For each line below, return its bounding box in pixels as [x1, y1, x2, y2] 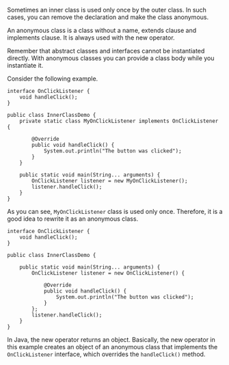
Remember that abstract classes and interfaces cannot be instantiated [7, 47, 205, 55]
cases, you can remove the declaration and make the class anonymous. [7, 13, 209, 21]
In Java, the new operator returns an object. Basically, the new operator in [7, 336, 215, 344]
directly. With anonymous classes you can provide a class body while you [7, 54, 215, 62]
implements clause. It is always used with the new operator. [7, 33, 176, 42]
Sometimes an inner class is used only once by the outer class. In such [7, 6, 207, 14]
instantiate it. [7, 62, 44, 69]
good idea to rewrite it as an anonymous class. [7, 215, 139, 223]
